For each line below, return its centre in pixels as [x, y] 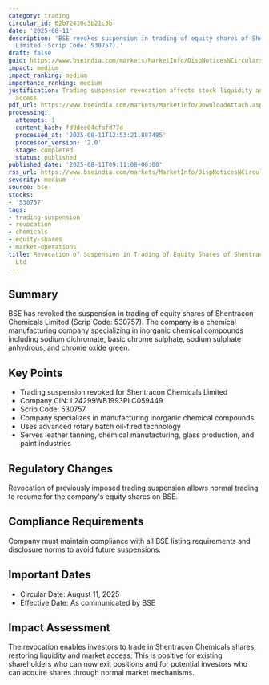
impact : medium [34, 68]
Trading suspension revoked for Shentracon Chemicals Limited [124, 392]
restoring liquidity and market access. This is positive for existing [115, 655]
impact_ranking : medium [48, 75]
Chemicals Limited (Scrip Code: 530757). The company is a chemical [122, 322]
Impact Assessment [59, 628]
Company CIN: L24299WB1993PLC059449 [91, 401]
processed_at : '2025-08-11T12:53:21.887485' [91, 135]
